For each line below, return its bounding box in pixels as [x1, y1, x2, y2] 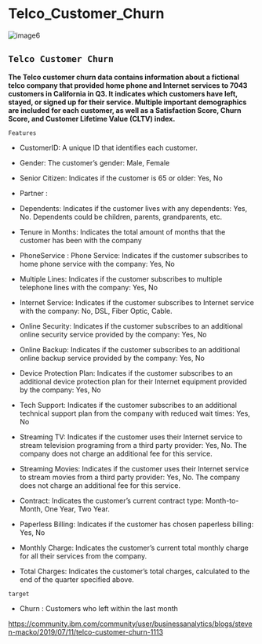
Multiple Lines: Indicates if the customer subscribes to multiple [19, 274, 223, 283]
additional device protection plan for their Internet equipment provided [19, 377, 247, 386]
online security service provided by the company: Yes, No [19, 329, 207, 339]
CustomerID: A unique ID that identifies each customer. [19, 143, 198, 152]
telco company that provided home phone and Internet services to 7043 [8, 80, 248, 90]
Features [8, 129, 37, 137]
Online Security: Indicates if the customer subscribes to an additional [19, 321, 243, 330]
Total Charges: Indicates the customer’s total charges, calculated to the [19, 566, 250, 576]
